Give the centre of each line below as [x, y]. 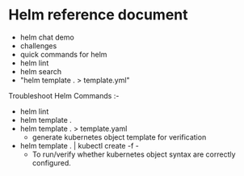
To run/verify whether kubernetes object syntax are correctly [134, 154]
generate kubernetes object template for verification [119, 137]
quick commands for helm [63, 54]
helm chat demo [47, 37]
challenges [38, 45]
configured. [51, 162]
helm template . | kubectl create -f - [79, 145]
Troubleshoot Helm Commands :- [64, 95]
